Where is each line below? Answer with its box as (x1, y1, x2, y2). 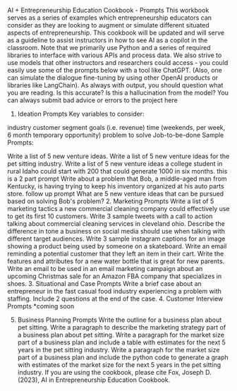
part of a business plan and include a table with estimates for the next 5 (17, 338, 226, 347)
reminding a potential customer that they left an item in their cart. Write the (7, 250, 224, 258)
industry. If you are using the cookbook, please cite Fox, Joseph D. (17, 368, 212, 376)
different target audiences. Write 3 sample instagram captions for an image (7, 234, 226, 243)
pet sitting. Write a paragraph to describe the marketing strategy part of (17, 323, 226, 331)
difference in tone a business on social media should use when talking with (7, 227, 226, 235)
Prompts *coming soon (7, 302, 75, 310)
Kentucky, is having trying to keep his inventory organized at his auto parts (7, 182, 224, 190)
